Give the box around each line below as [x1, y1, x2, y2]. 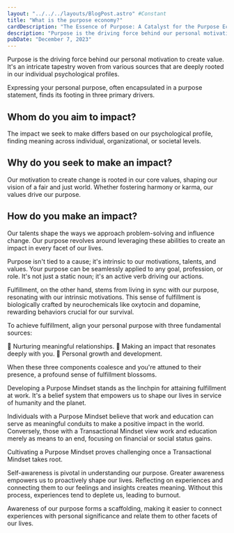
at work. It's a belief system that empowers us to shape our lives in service [7, 391, 221, 399]
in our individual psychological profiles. [7, 70, 120, 79]
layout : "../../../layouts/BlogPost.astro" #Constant [7, 10, 167, 17]
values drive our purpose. [7, 190, 81, 198]
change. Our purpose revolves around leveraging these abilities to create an [7, 236, 226, 244]
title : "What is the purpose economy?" [7, 17, 123, 24]
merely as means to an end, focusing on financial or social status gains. [7, 434, 212, 443]
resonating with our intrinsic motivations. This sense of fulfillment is [7, 293, 201, 301]
